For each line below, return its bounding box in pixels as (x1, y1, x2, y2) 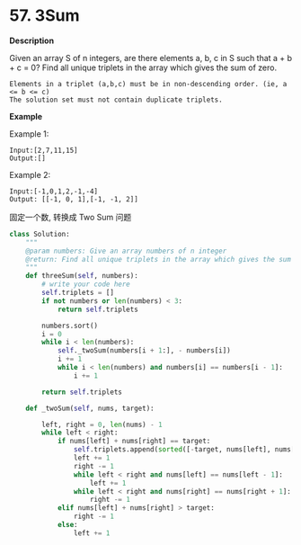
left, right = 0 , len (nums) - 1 (41, 420, 164, 429)
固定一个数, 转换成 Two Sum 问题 (9, 211, 132, 222)
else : (57, 521, 78, 530)
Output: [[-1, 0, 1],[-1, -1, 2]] (9, 194, 139, 203)
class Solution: (9, 229, 70, 238)
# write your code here (41, 280, 130, 289)
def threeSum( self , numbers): (25, 272, 139, 281)
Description (9, 35, 55, 46)
